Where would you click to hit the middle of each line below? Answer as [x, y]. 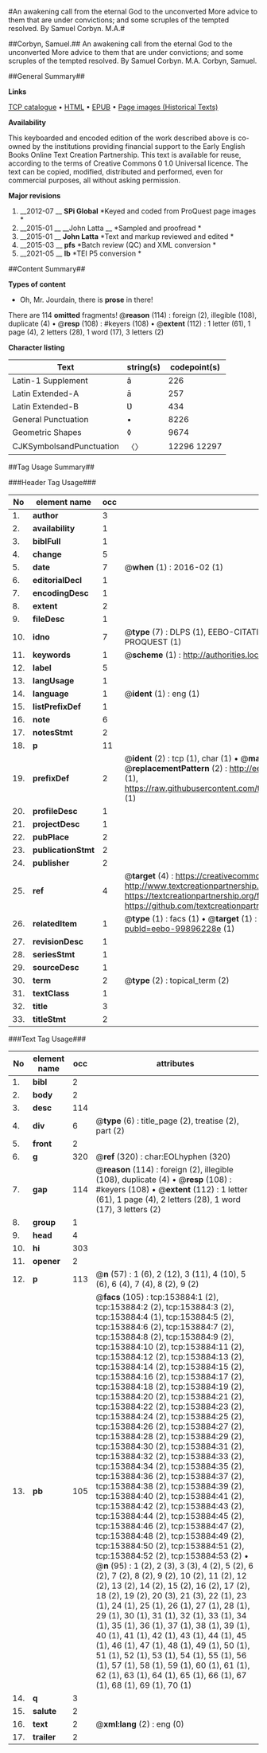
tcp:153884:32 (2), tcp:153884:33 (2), [170, 1456]
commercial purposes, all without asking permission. [95, 180]
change [47, 554]
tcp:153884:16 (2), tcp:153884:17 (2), [170, 1377]
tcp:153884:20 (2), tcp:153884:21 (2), [170, 1397]
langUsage [54, 681]
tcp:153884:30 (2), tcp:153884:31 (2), [170, 1446]
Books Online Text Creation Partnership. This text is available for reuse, [125, 155]
